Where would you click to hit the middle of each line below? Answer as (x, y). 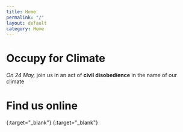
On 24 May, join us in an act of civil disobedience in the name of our (92, 75)
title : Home (21, 12)
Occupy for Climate (56, 58)
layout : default (26, 23)
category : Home (25, 29)
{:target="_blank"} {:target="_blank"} (52, 123)
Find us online (42, 106)
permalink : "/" (25, 17)
